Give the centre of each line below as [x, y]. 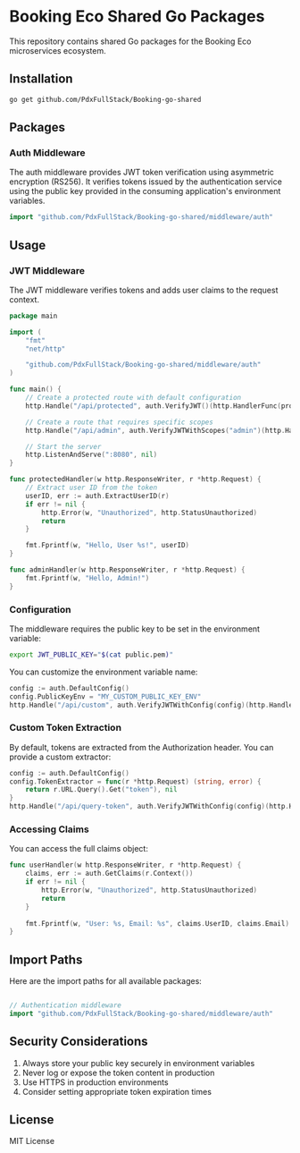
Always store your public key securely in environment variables [138, 1063]
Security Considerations [79, 1042]
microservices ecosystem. [58, 50]
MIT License [32, 1141]
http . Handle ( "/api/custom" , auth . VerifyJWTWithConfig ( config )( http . [139, 705]
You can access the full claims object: [79, 849]
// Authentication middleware [66, 1005]
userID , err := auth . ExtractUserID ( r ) [97, 496]
